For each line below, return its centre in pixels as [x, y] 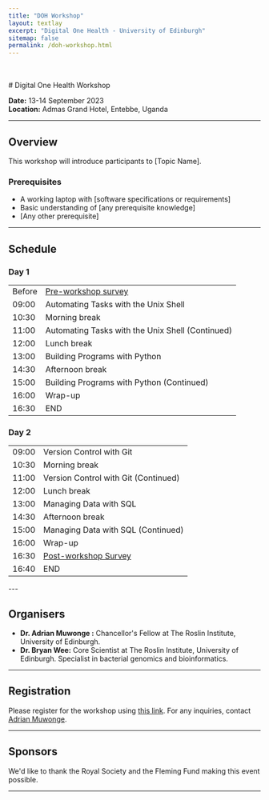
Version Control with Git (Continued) [111, 478]
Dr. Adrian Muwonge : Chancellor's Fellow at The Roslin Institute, [128, 634]
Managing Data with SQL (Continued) [113, 530]
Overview [33, 142]
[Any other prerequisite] [59, 216]
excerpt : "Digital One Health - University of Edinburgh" [107, 30]
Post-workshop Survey [87, 556]
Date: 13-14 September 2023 [56, 101]
